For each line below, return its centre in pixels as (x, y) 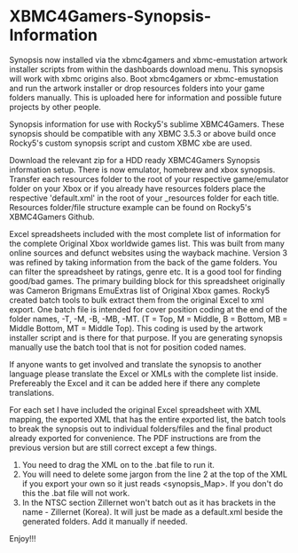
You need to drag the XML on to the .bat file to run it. (118, 464)
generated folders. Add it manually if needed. (105, 521)
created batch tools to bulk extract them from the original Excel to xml (137, 300)
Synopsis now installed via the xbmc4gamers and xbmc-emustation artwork (149, 59)
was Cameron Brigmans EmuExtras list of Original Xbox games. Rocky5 (140, 290)
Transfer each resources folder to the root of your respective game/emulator (149, 178)
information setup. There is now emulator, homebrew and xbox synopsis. (142, 170)
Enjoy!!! (23, 538)
